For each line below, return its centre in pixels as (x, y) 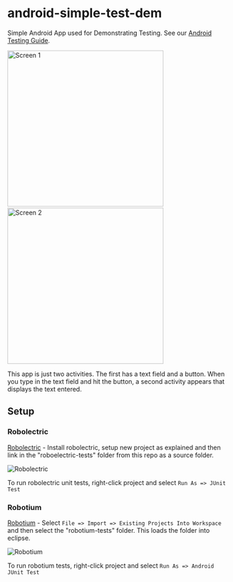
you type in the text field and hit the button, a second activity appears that (116, 381)
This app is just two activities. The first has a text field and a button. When (116, 374)
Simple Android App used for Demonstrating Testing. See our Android (110, 33)
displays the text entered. (45, 389)
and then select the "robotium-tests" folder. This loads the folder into (109, 530)
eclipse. (19, 538)
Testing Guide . (29, 40)
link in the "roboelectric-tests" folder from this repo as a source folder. (110, 455)
